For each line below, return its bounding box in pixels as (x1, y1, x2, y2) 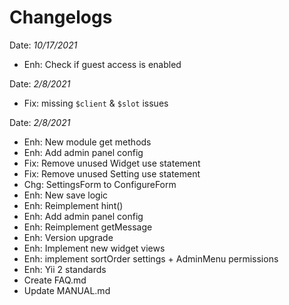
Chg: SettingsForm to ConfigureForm (23, 178, 177, 190)
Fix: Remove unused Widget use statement (23, 157, 201, 169)
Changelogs (9, 6, 113, 29)
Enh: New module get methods (23, 136, 152, 148)
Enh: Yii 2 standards (23, 263, 107, 275)
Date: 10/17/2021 (9, 39, 78, 51)
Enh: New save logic (23, 189, 109, 201)
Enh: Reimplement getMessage (23, 221, 153, 233)
